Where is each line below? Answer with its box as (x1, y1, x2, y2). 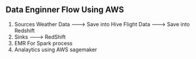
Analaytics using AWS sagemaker (14, 46, 97, 53)
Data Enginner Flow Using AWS (5, 5, 124, 15)
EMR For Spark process (14, 39, 73, 46)
